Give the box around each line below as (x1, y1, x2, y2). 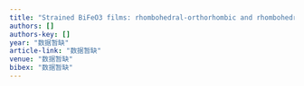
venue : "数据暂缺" (9, 55, 74, 64)
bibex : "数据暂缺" (9, 64, 74, 73)
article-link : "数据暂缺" (9, 47, 102, 56)
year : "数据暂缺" (9, 38, 70, 47)
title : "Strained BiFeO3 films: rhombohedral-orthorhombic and (9, 13, 253, 22)
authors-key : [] (9, 30, 71, 39)
